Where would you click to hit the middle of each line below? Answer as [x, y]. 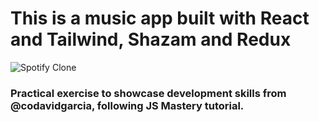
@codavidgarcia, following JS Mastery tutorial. [127, 105]
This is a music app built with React [160, 18]
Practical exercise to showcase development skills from [148, 93]
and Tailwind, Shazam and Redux [151, 39]
